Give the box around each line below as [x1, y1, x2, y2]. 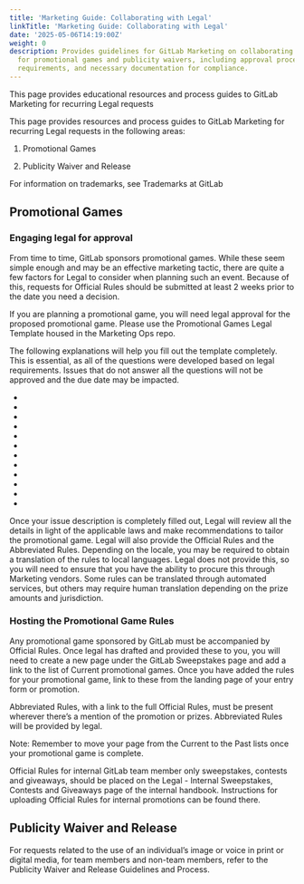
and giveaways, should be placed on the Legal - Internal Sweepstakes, [9, 774, 273, 785]
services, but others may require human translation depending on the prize [9, 582, 289, 594]
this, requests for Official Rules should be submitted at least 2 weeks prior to [9, 281, 295, 292]
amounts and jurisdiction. [9, 592, 104, 603]
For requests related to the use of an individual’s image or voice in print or [9, 844, 284, 855]
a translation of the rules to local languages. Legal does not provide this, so [9, 554, 290, 565]
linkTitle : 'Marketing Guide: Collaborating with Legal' [9, 22, 229, 31]
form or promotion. [9, 684, 80, 695]
